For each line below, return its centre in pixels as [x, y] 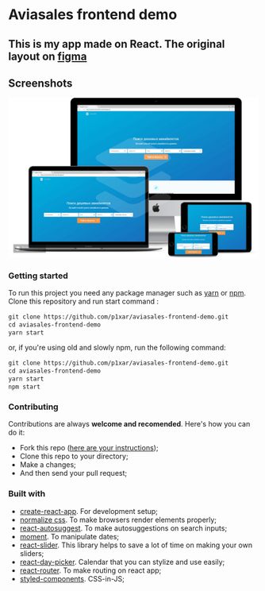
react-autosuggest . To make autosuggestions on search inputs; [123, 528]
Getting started [38, 276]
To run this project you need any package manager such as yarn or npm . [127, 293]
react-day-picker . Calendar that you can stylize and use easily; [122, 562]
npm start [25, 387]
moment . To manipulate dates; [69, 536]
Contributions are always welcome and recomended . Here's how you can [129, 424]
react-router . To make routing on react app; [90, 570]
